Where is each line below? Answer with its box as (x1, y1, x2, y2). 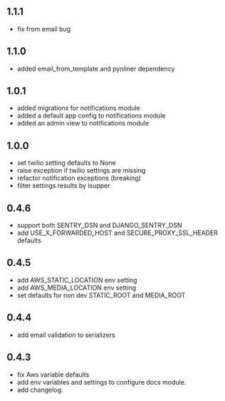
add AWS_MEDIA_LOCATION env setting (16, 283, 137, 292)
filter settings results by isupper (16, 181, 111, 190)
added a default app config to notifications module (16, 111, 166, 120)
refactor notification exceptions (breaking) (16, 174, 142, 183)
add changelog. (16, 385, 63, 394)
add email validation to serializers (16, 330, 115, 339)
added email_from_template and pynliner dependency (16, 64, 175, 73)
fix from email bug (16, 24, 71, 33)
